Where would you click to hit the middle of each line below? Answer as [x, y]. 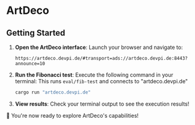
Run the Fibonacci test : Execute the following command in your [94, 75]
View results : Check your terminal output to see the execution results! [102, 104]
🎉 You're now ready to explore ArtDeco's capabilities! [73, 115]
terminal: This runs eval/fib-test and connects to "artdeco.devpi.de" [101, 81]
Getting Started [36, 33]
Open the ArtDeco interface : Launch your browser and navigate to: [99, 47]
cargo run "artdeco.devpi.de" [53, 92]
